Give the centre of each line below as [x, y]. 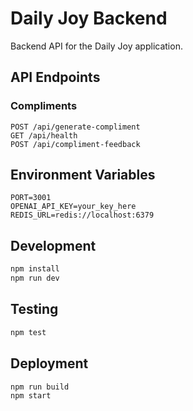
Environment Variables [83, 175]
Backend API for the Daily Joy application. [96, 46]
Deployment [49, 363]
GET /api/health [44, 135]
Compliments [44, 106]
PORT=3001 [31, 198]
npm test [28, 332]
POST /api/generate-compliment [75, 127]
